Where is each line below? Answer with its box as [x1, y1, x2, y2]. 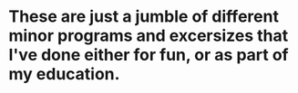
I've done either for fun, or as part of [8, 45, 289, 65]
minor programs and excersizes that [8, 25, 289, 46]
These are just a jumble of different [8, 6, 280, 27]
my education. [8, 64, 120, 85]
